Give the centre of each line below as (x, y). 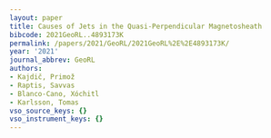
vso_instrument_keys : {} (56, 119)
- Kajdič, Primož (42, 77)
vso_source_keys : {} (49, 111)
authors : (26, 69)
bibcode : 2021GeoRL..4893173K (67, 34)
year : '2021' (34, 52)
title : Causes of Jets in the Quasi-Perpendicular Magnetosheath (135, 26)
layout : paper (36, 18)
